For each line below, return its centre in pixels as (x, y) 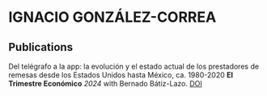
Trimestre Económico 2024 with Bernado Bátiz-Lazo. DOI (105, 83)
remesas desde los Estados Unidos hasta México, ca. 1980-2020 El (121, 75)
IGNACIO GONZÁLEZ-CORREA (112, 17)
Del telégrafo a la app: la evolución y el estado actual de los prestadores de (134, 66)
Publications (41, 47)
